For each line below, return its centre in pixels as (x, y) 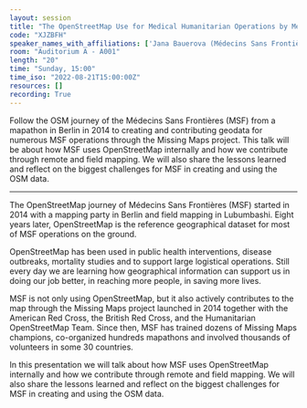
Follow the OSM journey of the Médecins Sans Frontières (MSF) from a (143, 120)
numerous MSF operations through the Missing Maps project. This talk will (149, 140)
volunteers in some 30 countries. (72, 347)
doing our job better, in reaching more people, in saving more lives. (136, 280)
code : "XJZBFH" (38, 35)
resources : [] (37, 86)
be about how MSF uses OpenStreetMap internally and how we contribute (149, 149)
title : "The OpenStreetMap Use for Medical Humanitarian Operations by (148, 26)
